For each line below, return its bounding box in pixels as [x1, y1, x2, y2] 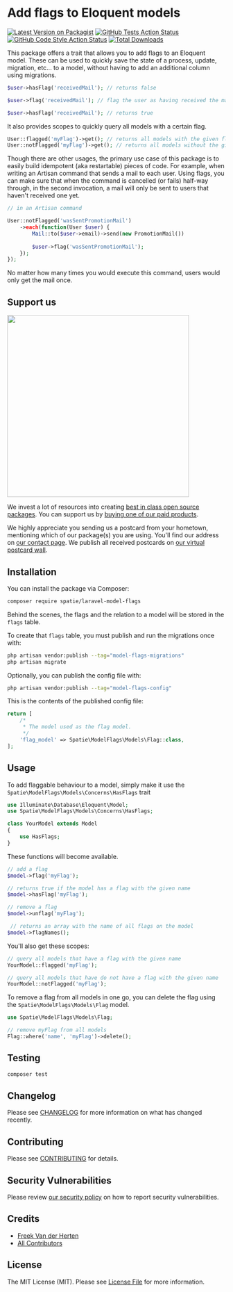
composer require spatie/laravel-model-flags [7, 598, 141, 605]
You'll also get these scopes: [7, 942, 89, 950]
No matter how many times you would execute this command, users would [7, 269, 221, 277]
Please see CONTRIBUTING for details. [7, 1154, 119, 1163]
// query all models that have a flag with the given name [7, 955, 182, 962]
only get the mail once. [7, 276, 73, 284]
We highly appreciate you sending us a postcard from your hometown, [7, 523, 209, 532]
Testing [7, 1052, 41, 1064]
